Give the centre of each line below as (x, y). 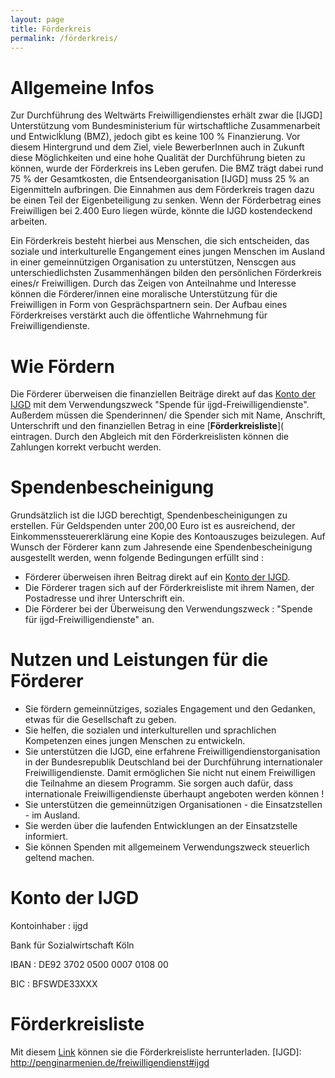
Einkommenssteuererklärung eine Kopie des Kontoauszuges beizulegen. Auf (168, 537)
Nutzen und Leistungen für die (139, 660)
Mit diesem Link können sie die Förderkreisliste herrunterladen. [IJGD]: (156, 1052)
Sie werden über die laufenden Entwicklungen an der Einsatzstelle (161, 826)
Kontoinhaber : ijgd (49, 926)
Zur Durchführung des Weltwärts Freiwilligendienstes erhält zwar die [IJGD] (166, 115)
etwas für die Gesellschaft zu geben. (100, 720)
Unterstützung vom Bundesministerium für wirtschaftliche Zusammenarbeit (165, 126)
